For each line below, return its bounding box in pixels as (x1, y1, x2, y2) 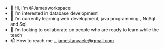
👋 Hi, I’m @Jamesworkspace (10, 5, 71, 11)
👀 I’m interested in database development (10, 10, 98, 16)
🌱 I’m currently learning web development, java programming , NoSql (10, 16, 156, 21)
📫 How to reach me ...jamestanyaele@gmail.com (10, 38, 114, 43)
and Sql (10, 21, 27, 27)
